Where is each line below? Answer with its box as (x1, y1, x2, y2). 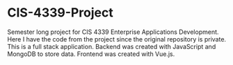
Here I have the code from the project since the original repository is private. (7, 35, 227, 43)
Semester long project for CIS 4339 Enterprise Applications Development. (7, 28, 219, 36)
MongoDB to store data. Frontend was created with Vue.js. (7, 50, 175, 58)
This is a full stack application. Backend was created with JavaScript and (7, 42, 216, 50)
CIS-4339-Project (7, 5, 113, 21)
